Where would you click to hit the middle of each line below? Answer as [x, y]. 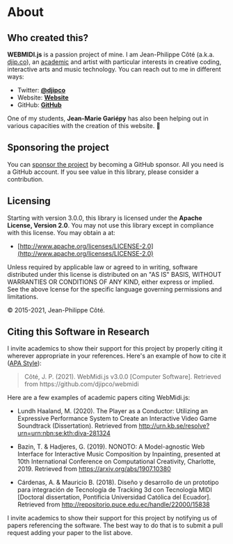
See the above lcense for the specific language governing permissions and [115, 289]
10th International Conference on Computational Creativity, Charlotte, [116, 462]
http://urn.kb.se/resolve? [174, 426]
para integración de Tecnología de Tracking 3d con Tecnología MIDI [114, 490]
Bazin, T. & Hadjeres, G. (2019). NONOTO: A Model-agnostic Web [111, 447]
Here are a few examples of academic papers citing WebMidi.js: [99, 398]
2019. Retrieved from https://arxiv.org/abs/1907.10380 [94, 469]
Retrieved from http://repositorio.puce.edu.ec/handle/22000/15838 [113, 504]
